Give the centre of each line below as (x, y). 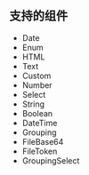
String (33, 104)
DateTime (40, 123)
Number (37, 85)
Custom (36, 76)
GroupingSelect (51, 160)
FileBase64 (43, 141)
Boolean (37, 113)
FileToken (40, 151)
